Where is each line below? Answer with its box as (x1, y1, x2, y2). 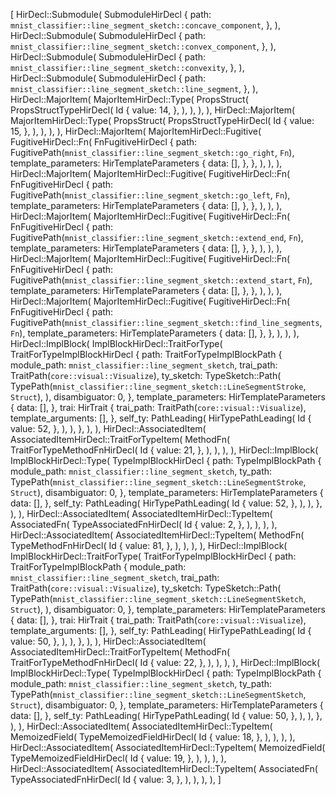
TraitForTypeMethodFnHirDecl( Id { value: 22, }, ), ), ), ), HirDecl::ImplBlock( (10, 657, 321, 668)
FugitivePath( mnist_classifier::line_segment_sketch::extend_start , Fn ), (10, 274, 313, 286)
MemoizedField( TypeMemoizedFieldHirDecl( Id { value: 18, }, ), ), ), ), (10, 731, 296, 743)
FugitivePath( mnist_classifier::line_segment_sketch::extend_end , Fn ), (10, 232, 304, 243)
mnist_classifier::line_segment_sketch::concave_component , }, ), (10, 19, 281, 31)
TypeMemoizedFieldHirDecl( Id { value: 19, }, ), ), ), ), (10, 752, 227, 764)
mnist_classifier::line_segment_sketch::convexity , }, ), (10, 62, 245, 73)
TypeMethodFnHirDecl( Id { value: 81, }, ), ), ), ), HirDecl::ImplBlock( (10, 540, 288, 551)
